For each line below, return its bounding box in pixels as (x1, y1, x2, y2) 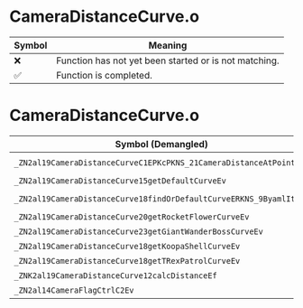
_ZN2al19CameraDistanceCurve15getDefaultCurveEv (14, 175, 227, 186)
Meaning (148, 39, 188, 51)
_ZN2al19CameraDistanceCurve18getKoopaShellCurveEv (14, 241, 241, 251)
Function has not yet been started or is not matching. (55, 54, 280, 67)
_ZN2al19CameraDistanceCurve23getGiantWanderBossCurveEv (14, 226, 263, 237)
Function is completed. (55, 69, 153, 81)
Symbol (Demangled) (115, 137, 209, 150)
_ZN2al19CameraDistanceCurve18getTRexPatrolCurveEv (14, 256, 241, 266)
